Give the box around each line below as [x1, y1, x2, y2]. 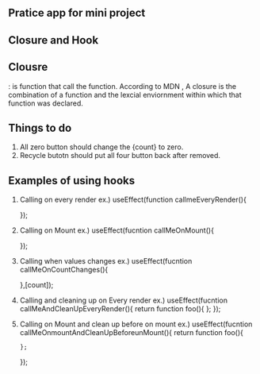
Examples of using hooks [8, 174, 136, 187]
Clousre [8, 60, 48, 74]
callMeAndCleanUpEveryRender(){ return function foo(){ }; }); [19, 304, 221, 314]
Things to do [8, 121, 72, 134]
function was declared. [8, 98, 83, 108]
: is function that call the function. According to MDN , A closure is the [8, 81, 236, 91]
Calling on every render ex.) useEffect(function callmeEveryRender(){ [19, 195, 247, 205]
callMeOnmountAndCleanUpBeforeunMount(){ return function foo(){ [19, 328, 244, 337]
